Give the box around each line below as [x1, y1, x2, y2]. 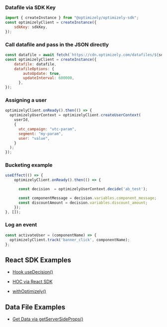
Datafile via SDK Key [5, 4, 56, 11]
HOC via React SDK [12, 279, 53, 285]
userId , [14, 117, 30, 122]
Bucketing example [5, 162, 53, 169]
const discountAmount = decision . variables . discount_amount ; [18, 200, 148, 205]
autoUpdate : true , [23, 71, 61, 76]
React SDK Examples [5, 256, 71, 264]
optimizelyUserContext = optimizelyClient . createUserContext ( [9, 113, 141, 118]
